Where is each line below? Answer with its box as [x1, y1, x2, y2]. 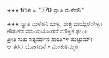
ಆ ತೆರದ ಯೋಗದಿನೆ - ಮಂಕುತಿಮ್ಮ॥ [7, 42, 78, 50]
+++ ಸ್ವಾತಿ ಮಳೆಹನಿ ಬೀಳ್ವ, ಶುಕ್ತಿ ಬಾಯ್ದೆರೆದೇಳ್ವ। [7, 20, 103, 27]
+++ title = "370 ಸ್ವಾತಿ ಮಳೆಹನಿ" [7, 6, 84, 14]
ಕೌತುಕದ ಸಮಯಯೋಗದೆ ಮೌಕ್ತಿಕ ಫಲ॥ [7, 27, 87, 35]
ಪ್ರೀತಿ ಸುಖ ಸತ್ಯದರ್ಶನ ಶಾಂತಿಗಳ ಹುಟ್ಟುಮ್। [7, 35, 93, 43]
